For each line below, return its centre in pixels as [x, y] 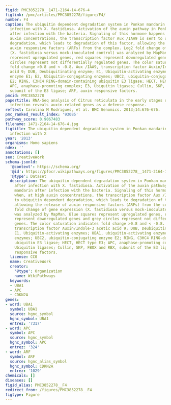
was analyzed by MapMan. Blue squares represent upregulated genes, [89, 214]
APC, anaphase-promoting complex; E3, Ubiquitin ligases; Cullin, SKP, [88, 86]
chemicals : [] [20, 376]
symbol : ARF [23, 356]
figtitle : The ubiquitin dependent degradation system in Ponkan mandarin [86, 129]
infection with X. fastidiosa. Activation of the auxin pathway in [83, 29]
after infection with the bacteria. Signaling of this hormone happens [88, 34]
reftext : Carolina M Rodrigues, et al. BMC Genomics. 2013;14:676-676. [83, 110]
